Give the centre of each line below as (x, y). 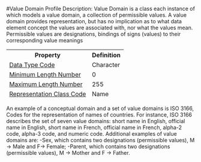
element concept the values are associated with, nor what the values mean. (100, 27)
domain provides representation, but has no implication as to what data (94, 21)
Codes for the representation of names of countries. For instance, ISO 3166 (99, 115)
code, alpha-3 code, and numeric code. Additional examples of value (91, 134)
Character (106, 65)
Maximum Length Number (46, 84)
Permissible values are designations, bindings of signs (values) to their (94, 34)
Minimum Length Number (45, 74)
